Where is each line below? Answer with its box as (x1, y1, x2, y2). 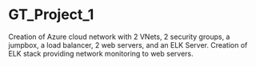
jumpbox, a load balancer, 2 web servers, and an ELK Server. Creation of (8, 40, 248, 49)
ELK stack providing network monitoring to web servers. (8, 49, 194, 58)
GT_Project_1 (8, 6, 94, 24)
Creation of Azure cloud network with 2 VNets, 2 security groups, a (8, 32, 230, 41)
